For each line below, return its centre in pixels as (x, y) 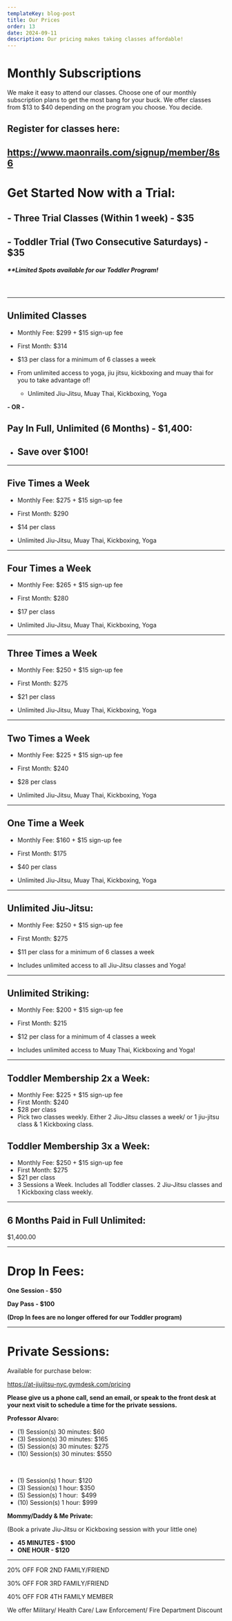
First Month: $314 (42, 345)
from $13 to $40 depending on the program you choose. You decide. (105, 107)
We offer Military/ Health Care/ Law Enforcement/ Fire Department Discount (115, 1610)
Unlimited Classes (47, 316)
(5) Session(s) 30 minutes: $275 (63, 1446)
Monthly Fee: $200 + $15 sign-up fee (70, 1010)
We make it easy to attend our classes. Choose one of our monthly (102, 93)
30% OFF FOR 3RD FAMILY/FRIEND (58, 1583)
